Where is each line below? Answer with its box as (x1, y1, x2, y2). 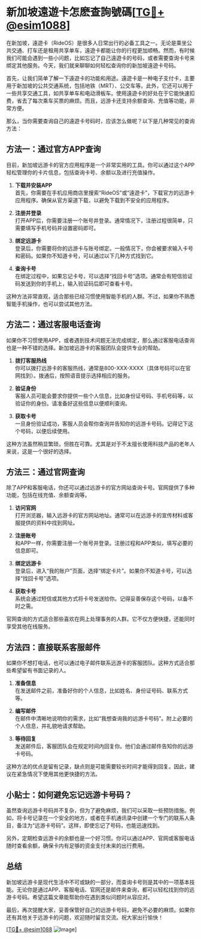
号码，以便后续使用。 (20, 427, 73, 434)
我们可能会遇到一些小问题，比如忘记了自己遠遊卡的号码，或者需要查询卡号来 (6, 54, 195, 61)
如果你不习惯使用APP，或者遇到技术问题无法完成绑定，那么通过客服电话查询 (6, 336, 195, 344)
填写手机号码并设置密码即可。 (25, 224, 99, 231)
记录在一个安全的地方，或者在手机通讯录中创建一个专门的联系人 (32, 815, 190, 821)
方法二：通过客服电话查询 (6, 320, 100, 330)
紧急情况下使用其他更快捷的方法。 (16, 770, 100, 778)
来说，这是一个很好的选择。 (6, 448, 75, 455)
